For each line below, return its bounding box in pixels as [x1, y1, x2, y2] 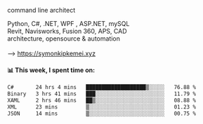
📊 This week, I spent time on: [7, 66, 96, 74]
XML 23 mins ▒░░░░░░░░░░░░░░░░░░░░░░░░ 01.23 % [7, 103, 197, 111]
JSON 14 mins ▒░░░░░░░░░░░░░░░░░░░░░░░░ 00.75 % [7, 110, 197, 117]
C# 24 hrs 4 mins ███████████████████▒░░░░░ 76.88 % [7, 84, 197, 91]
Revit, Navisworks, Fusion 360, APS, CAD [7, 27, 127, 35]
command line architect [7, 6, 76, 14]
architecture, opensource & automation [7, 34, 121, 43]
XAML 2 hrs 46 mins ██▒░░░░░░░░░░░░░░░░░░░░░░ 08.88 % [7, 97, 197, 104]
